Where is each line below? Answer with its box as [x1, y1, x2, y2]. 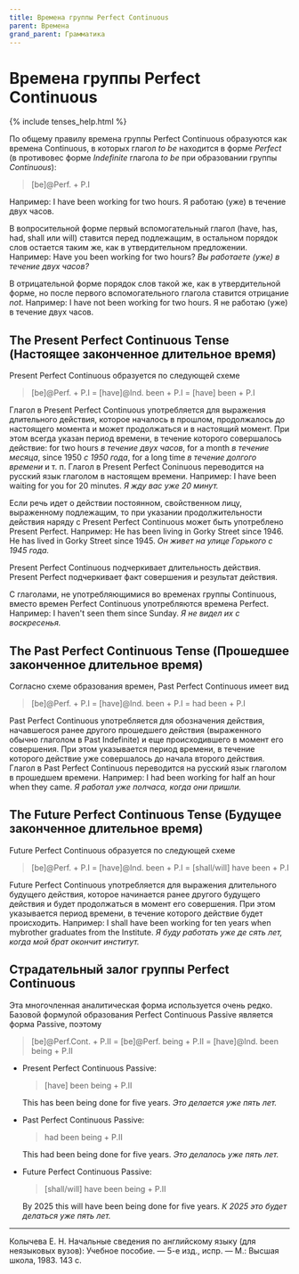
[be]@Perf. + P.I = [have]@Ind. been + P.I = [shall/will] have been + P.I [30, 862, 289, 873]
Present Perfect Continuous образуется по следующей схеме [9, 371, 240, 381]
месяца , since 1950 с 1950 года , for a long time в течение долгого [9, 452, 257, 463]
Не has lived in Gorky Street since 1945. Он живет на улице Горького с [9, 535, 273, 546]
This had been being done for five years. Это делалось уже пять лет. [21, 1148, 279, 1159]
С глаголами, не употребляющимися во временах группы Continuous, [9, 589, 278, 600]
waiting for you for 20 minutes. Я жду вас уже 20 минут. [9, 480, 219, 491]
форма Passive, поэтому [9, 1018, 102, 1029]
